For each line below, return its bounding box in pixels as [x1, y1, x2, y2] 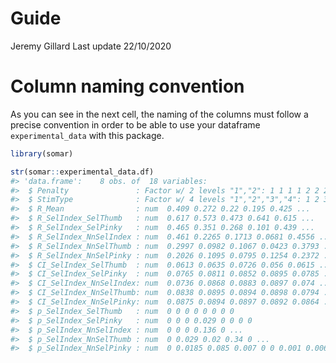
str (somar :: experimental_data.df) [10, 167, 155, 177]
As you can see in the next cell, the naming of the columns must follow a [10, 108, 309, 120]
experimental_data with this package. [10, 129, 165, 141]
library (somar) [10, 148, 74, 159]
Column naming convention [10, 75, 245, 98]
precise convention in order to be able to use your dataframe [10, 118, 261, 131]
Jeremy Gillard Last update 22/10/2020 [10, 40, 172, 52]
